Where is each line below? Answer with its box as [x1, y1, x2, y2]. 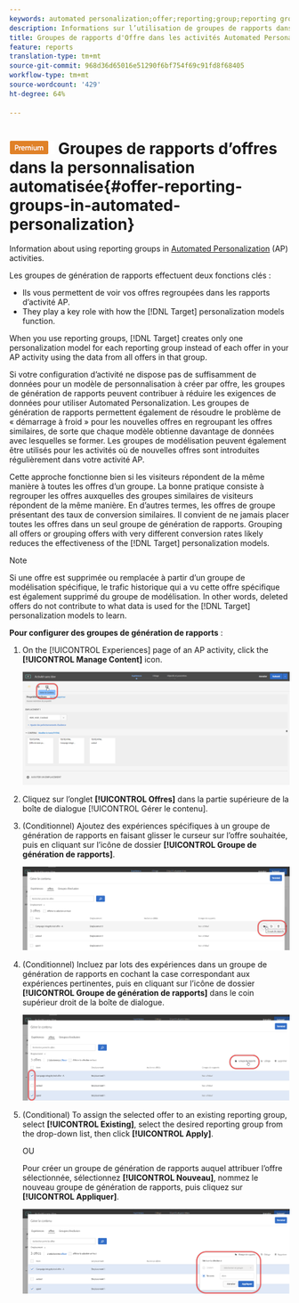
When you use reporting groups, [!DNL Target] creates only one [9, 333, 243, 344]
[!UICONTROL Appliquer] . [21, 1191, 119, 1201]
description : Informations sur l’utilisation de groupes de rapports [9, 23, 273, 33]
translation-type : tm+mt [9, 52, 101, 61]
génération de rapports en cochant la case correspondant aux [21, 969, 251, 980]
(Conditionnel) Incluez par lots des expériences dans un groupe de [21, 959, 268, 970]
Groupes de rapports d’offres [57, 138, 278, 159]
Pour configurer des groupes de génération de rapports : [9, 628, 223, 639]
